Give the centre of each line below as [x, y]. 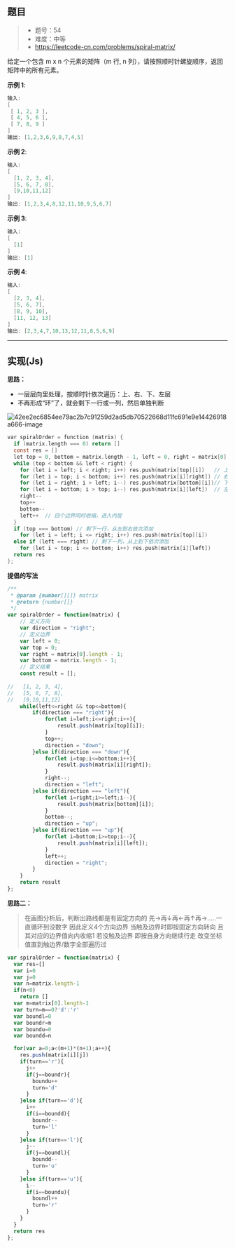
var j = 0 [25, 977]
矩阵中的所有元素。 [35, 70]
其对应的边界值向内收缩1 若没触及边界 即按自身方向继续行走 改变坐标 [123, 935]
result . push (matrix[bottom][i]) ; [106, 804]
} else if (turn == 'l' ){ [51, 1140]
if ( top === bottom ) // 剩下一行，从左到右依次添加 [84, 529]
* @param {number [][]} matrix [54, 595]
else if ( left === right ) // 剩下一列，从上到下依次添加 [91, 542]
